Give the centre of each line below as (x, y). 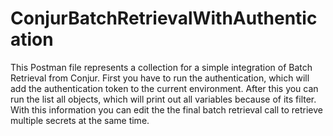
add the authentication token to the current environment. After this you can (164, 88)
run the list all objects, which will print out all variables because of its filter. (163, 99)
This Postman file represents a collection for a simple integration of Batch (161, 67)
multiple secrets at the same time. (80, 120)
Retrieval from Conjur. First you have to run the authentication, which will (160, 78)
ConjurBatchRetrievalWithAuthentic (164, 18)
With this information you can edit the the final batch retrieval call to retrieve (166, 109)
